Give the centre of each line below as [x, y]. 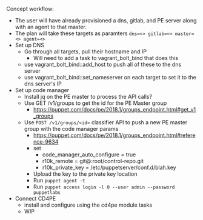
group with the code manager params [71, 129]
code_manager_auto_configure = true [89, 155]
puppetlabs [47, 193]
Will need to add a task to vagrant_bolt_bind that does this [106, 58]
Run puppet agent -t [59, 180]
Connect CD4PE [35, 198]
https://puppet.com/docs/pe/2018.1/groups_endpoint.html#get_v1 [114, 109]
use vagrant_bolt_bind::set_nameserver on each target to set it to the [110, 77]
